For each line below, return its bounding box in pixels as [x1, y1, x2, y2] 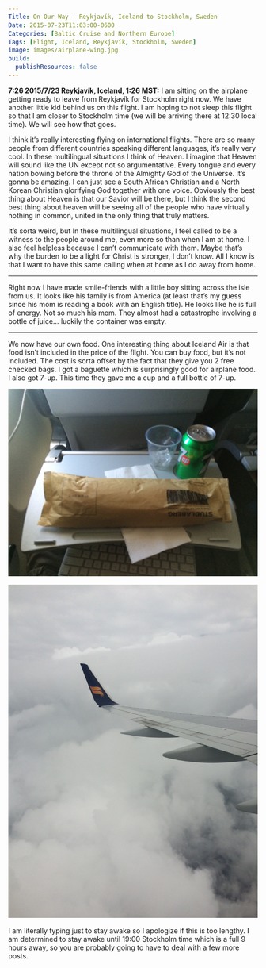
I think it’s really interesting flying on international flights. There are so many [8, 135, 256, 144]
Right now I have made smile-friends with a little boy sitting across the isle [8, 282, 250, 292]
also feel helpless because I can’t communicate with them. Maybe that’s [8, 243, 243, 252]
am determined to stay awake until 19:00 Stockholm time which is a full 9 [8, 934, 246, 943]
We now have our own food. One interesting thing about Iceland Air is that [8, 339, 249, 348]
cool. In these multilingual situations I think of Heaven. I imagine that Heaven [8, 152, 257, 161]
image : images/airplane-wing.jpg [8, 46, 119, 55]
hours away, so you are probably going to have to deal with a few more [8, 943, 240, 952]
